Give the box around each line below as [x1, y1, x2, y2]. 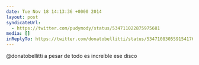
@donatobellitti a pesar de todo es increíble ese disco [6, 53, 137, 59]
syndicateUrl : [6, 19, 41, 25]
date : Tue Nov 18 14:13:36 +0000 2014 [6, 8, 102, 15]
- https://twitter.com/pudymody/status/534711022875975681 [11, 25, 161, 31]
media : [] [6, 31, 31, 37]
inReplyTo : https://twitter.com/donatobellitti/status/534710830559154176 [6, 36, 195, 42]
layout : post [6, 14, 38, 20]
